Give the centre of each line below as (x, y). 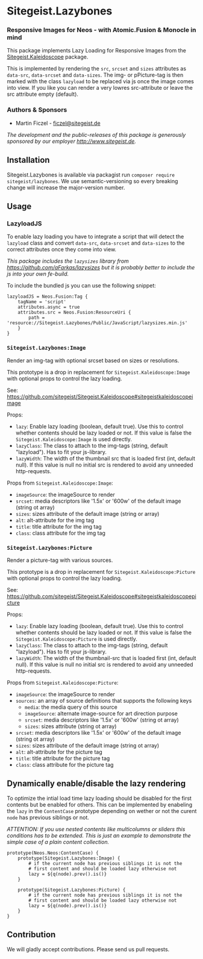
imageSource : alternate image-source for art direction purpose (101, 713)
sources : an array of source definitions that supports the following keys (104, 700)
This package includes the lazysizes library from (68, 261)
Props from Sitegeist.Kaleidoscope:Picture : (63, 682)
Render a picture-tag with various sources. (60, 560)
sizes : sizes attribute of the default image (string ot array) (87, 745)
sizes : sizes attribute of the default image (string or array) (87, 514)
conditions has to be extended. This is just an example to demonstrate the (99, 835)
